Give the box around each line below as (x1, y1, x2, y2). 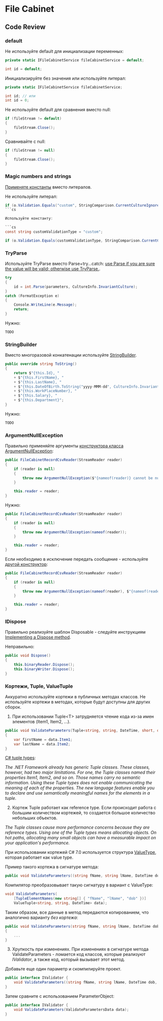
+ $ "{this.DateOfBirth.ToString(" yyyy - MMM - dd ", (14, 384, 112, 389)
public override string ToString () (5, 362, 77, 366)
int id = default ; (5, 67, 42, 71)
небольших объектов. (12, 815, 58, 821)
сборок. (5, 704, 22, 710)
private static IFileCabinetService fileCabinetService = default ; (5, 57, 145, 63)
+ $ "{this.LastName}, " (14, 380, 62, 384)
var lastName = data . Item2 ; (14, 742, 70, 746)
